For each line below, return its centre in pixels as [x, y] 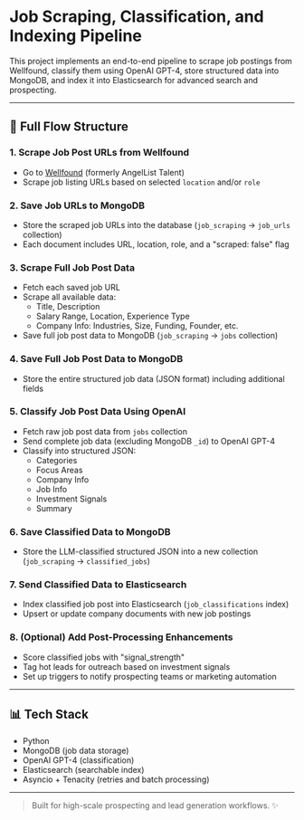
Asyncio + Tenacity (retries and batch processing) [116, 779]
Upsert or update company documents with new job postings [137, 614]
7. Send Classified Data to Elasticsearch [98, 585]
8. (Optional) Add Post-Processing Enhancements [121, 637]
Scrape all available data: [69, 297]
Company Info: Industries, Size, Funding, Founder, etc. [137, 326]
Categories [57, 460]
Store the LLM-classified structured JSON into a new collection [140, 552]
